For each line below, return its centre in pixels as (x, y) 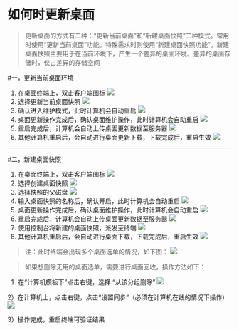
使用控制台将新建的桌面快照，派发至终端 (77, 227)
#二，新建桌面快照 (34, 159)
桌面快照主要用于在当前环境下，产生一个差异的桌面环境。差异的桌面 (124, 53)
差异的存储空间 (78, 62)
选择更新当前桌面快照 (49, 101)
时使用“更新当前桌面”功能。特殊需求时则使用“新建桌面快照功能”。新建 (127, 44)
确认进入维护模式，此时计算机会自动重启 (77, 110)
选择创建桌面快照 (43, 183)
